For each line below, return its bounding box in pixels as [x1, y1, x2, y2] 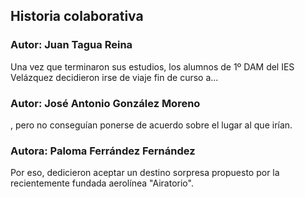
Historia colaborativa [10, 8, 144, 25]
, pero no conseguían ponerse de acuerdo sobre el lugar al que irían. [10, 119, 293, 131]
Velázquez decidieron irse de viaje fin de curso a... [10, 71, 219, 83]
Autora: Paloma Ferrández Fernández [10, 144, 196, 158]
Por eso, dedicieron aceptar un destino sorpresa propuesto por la [10, 167, 280, 179]
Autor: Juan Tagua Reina [10, 38, 133, 52]
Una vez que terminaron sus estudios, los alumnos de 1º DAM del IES [10, 60, 295, 73]
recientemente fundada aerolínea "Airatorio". [10, 177, 194, 189]
